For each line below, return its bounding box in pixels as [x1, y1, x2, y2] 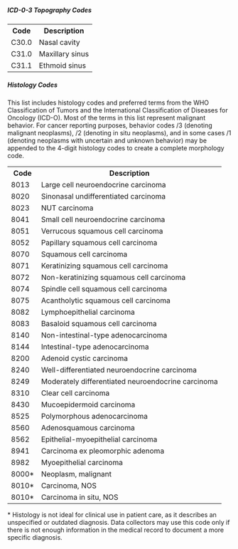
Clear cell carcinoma [40, 388, 110, 398]
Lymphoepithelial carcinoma [40, 307, 135, 317]
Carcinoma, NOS [40, 481, 97, 491]
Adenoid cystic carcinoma [40, 353, 128, 363]
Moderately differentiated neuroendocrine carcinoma [40, 376, 218, 386]
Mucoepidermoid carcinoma [40, 399, 136, 409]
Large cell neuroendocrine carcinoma [40, 179, 166, 189]
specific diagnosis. [7, 533, 63, 541]
